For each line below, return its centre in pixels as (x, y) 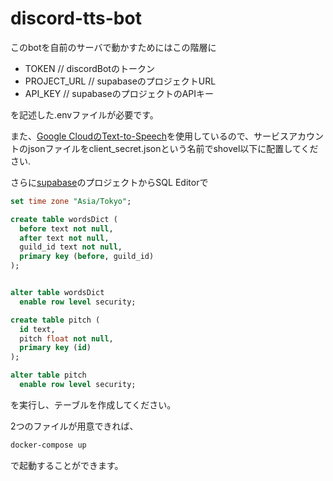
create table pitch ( (55, 320)
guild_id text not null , (71, 247)
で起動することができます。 (67, 465)
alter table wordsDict (57, 293)
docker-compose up (48, 445)
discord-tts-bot (76, 18)
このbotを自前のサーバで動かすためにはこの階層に (113, 47)
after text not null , (64, 238)
